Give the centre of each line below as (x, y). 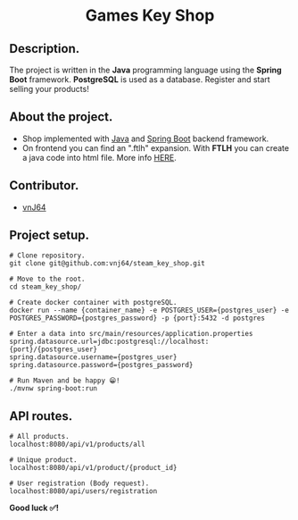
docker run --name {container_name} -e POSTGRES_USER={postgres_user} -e (149, 310)
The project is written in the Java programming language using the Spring (146, 70)
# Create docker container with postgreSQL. (93, 303)
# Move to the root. (48, 279)
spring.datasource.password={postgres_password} (101, 365)
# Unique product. (43, 460)
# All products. (39, 437)
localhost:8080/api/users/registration (83, 491)
